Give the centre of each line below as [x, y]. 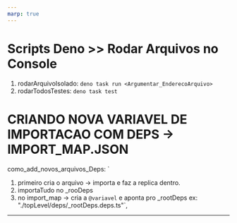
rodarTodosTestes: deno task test [67, 91]
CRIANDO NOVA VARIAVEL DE [97, 119]
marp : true [23, 14]
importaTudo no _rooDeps [55, 190]
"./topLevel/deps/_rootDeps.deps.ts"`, [73, 205]
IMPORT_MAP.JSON [68, 149]
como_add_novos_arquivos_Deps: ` [59, 169]
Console [32, 64]
